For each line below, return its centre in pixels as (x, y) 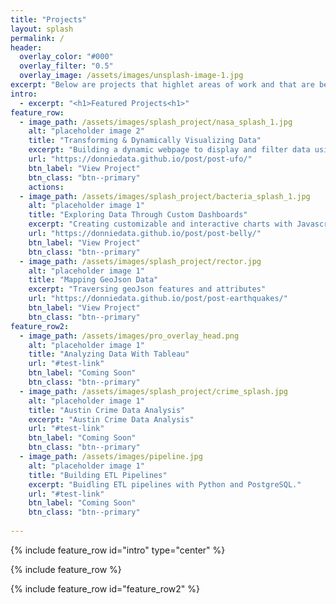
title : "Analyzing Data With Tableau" (109, 354)
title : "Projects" (48, 19)
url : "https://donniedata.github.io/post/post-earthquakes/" (158, 299)
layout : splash (42, 29)
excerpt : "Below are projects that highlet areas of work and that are (162, 85)
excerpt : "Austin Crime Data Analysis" (111, 419)
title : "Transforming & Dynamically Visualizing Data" (145, 141)
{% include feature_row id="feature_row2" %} (105, 588)
